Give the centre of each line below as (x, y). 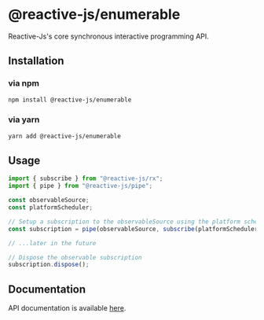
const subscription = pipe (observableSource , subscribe (101, 229)
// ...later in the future (52, 243)
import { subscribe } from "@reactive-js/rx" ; (86, 178)
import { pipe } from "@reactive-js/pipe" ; (81, 186)
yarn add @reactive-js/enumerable (65, 136)
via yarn (24, 120)
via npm (24, 83)
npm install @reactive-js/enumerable (70, 100)
